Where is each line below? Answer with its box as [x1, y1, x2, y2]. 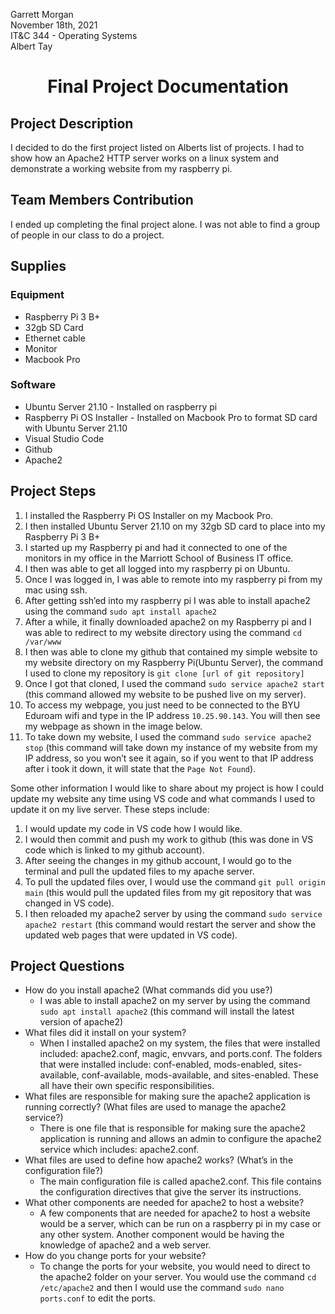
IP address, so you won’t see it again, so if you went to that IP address [24, 752, 315, 764]
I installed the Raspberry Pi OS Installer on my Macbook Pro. [24, 509, 274, 521]
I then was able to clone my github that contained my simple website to [24, 645, 318, 658]
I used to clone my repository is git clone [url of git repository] [24, 667, 305, 679]
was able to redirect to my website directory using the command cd [24, 626, 302, 638]
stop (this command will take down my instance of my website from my [24, 741, 318, 753]
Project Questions [10, 958, 125, 974]
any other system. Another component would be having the [39, 1229, 285, 1241]
